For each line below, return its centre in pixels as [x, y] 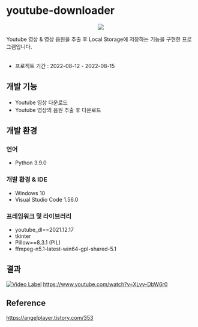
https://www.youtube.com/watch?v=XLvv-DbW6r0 [105, 284]
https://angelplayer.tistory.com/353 [50, 317]
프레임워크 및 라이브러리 [39, 216]
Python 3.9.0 [31, 163]
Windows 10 [30, 193]
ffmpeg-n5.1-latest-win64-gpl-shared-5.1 [66, 249]
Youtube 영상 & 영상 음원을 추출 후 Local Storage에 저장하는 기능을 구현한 [94, 39]
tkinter [23, 236]
